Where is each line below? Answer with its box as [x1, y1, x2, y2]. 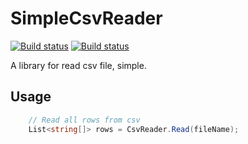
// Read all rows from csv [28, 115, 141, 125]
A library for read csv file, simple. [10, 59, 147, 71]
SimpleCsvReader [10, 7, 163, 30]
